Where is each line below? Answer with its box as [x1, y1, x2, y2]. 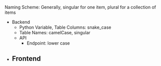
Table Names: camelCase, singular [19, 30, 90, 35]
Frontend [11, 55, 41, 63]
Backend [11, 19, 30, 25]
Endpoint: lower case [26, 40, 70, 46]
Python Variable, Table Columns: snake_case [19, 24, 111, 30]
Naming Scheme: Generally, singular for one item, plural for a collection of [4, 4, 157, 10]
